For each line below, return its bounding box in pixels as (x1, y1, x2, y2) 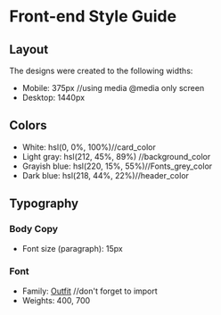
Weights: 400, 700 (21, 294, 91, 305)
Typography (9, 196, 78, 211)
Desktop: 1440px (21, 92, 86, 103)
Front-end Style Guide (9, 6, 176, 27)
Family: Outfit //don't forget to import (21, 286, 158, 296)
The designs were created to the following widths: (9, 65, 193, 76)
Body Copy (9, 223, 59, 236)
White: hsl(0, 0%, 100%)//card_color (21, 141, 156, 153)
